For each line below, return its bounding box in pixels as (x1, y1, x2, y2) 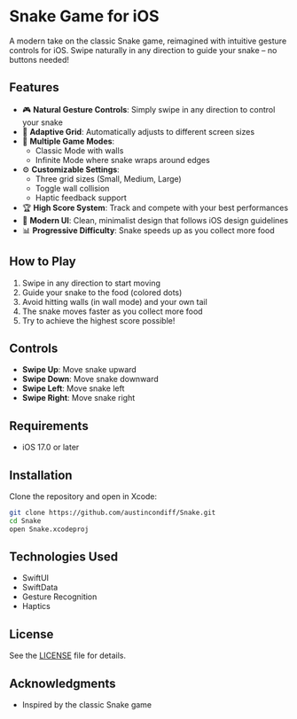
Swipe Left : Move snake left (21, 383, 125, 394)
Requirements (9, 418, 89, 434)
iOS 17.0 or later (21, 442, 80, 453)
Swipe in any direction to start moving (21, 277, 161, 288)
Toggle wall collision (35, 183, 110, 193)
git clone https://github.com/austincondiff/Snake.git (9, 508, 216, 517)
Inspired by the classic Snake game (21, 699, 152, 710)
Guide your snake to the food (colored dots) (21, 286, 183, 298)
